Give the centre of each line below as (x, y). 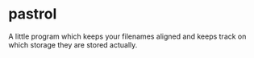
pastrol (33, 14)
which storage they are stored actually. (73, 44)
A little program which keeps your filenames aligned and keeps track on (127, 36)
